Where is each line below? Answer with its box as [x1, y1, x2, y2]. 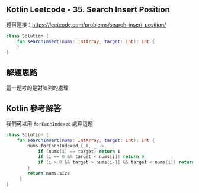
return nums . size [27, 171, 70, 176]
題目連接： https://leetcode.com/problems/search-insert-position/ [6, 21, 166, 28]
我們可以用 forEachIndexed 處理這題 [6, 120, 94, 127]
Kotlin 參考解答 [6, 103, 62, 113]
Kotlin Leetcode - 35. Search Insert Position [6, 5, 170, 15]
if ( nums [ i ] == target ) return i [37, 148, 120, 155]
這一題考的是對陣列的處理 [6, 84, 69, 91]
